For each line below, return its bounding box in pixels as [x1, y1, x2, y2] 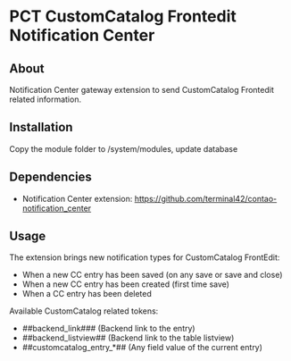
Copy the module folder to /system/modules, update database [9, 143, 238, 154]
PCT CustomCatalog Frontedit [9, 6, 237, 27]
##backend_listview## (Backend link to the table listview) [21, 332, 235, 343]
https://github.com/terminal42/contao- [134, 193, 278, 204]
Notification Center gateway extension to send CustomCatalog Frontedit [9, 85, 274, 95]
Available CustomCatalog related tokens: [9, 306, 159, 316]
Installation [9, 120, 73, 135]
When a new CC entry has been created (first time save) [21, 279, 230, 290]
